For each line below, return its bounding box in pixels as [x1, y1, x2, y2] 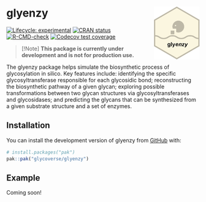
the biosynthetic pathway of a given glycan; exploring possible [6, 83, 165, 90]
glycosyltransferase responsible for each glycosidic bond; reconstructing [6, 76, 192, 84]
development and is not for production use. [21, 51, 134, 58]
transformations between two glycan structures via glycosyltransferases [6, 89, 189, 96]
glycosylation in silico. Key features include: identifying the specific [6, 69, 177, 77]
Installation [6, 120, 50, 131]
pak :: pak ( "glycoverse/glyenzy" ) [6, 155, 89, 162]
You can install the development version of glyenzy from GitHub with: [6, 136, 181, 144]
